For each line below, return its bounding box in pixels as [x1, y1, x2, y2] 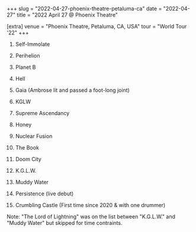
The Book [15, 144, 39, 151]
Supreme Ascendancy [15, 110, 70, 116]
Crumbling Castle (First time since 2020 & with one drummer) [15, 202, 166, 208]
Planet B [15, 63, 36, 71]
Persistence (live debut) [15, 190, 74, 197]
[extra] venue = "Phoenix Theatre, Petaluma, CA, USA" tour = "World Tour [7, 23, 187, 30]
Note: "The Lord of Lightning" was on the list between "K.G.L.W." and [7, 213, 175, 220]
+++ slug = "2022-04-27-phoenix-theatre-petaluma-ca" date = [7, 5, 162, 12]
